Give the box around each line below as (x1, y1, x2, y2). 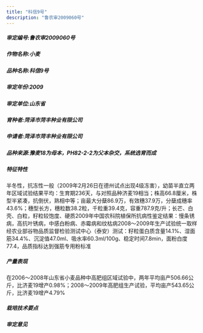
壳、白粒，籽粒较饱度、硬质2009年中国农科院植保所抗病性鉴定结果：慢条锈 (6, 212, 195, 220)
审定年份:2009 (6, 83, 44, 91)
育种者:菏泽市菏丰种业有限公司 (6, 116, 83, 123)
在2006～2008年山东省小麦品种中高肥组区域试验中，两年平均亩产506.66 (6, 274, 189, 281)
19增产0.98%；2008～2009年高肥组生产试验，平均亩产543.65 (32, 281, 189, 289)
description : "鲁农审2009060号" (6, 15, 85, 21)
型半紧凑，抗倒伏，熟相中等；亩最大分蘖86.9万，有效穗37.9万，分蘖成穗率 (6, 197, 193, 204)
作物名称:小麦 (6, 50, 41, 58)
